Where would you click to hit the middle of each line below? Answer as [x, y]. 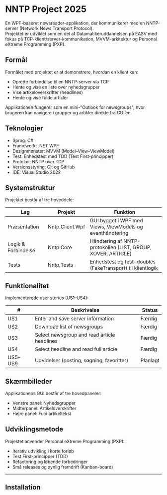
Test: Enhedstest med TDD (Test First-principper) [63, 156]
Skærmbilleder [29, 381]
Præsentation [23, 227]
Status [150, 310]
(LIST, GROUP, [135, 247]
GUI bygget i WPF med [116, 221]
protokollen [103, 247]
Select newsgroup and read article [75, 335]
